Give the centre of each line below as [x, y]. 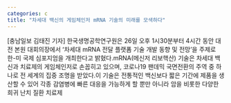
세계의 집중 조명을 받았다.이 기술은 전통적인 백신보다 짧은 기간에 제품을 [122, 75]
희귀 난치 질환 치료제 [35, 92]
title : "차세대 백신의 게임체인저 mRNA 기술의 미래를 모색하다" [86, 20]
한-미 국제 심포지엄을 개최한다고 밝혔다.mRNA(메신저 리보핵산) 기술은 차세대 [110, 58]
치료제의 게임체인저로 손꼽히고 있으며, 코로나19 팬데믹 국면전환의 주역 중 [117, 66]
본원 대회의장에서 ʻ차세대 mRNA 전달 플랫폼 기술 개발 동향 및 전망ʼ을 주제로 [115, 49]
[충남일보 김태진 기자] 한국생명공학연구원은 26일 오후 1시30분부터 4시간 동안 [111, 40]
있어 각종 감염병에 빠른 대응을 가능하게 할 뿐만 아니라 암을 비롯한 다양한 [123, 84]
